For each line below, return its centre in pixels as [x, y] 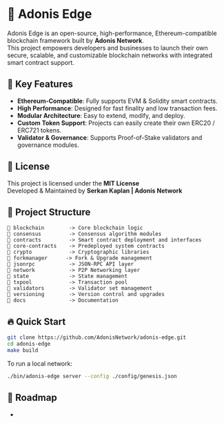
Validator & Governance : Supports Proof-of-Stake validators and [110, 137]
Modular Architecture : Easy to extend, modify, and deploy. [101, 115]
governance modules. [48, 145]
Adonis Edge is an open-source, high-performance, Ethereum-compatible [112, 33]
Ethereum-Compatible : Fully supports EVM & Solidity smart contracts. [118, 101]
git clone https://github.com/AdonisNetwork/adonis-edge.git [97, 337]
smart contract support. [41, 62]
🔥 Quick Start [37, 321]
